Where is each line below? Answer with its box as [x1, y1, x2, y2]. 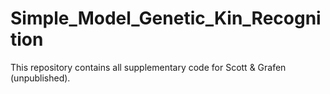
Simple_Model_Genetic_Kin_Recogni [10, 7, 322, 30]
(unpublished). [10, 72, 71, 84]
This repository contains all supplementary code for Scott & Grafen [10, 61, 287, 73]
